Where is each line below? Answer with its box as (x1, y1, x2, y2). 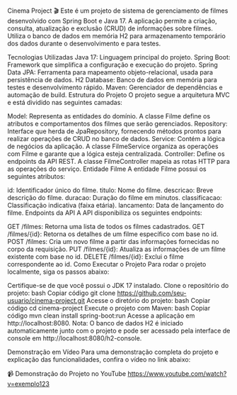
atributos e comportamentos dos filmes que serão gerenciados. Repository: (7, 120, 228, 128)
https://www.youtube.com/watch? (127, 369, 227, 378)
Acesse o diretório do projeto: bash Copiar (86, 296, 211, 304)
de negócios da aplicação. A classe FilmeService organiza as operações (7, 142, 219, 150)
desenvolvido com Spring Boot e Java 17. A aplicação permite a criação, (7, 17, 217, 25)
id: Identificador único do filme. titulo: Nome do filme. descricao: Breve (7, 186, 214, 194)
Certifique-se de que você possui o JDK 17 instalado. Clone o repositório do (7, 282, 229, 289)
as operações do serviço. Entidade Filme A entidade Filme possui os (7, 165, 207, 173)
